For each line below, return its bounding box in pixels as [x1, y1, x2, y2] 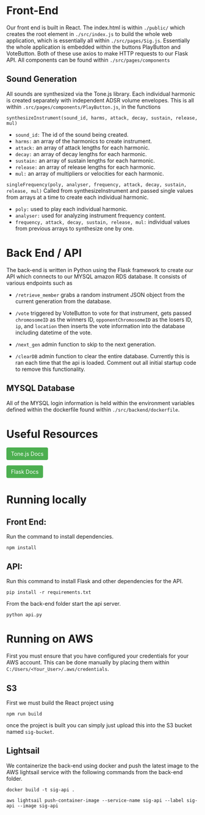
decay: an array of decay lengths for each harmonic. [15, 150, 148, 157]
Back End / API [6, 246, 82, 260]
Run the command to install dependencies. [6, 533, 114, 540]
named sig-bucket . [6, 728, 54, 735]
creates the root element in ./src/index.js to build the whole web [6, 30, 173, 37]
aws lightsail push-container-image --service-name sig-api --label [6, 797, 184, 803]
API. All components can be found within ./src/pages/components [6, 56, 170, 63]
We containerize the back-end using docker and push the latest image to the [6, 762, 199, 769]
